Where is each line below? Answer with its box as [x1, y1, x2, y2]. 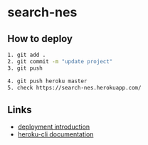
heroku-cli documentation [17, 130, 94, 139]
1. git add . [7, 51, 46, 58]
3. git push [7, 65, 43, 72]
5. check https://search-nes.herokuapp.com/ [7, 84, 142, 91]
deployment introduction [17, 122, 90, 131]
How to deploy [7, 33, 73, 45]
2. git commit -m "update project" [7, 58, 113, 65]
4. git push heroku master [7, 77, 88, 85]
